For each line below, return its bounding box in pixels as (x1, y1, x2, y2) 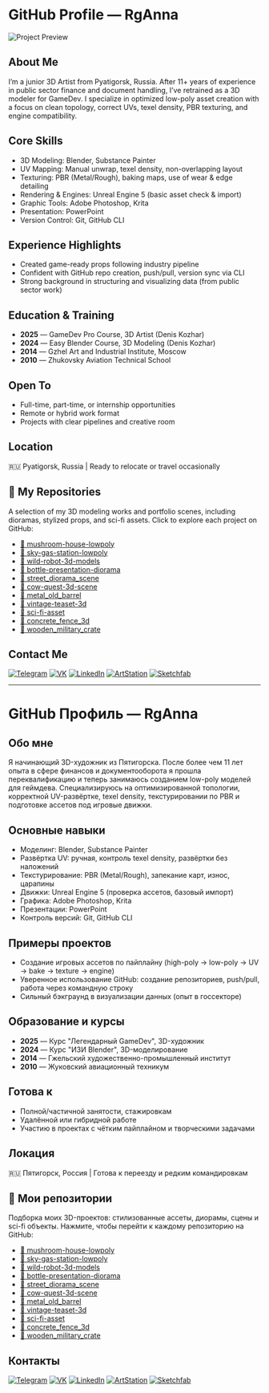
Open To (8, 379, 52, 392)
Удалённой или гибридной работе (19, 1115, 137, 1124)
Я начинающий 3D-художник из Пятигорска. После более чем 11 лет (8, 757, 243, 767)
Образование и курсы (8, 1015, 125, 1029)
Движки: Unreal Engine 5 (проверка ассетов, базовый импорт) (19, 887, 234, 897)
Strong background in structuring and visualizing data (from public (19, 277, 240, 286)
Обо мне (8, 737, 54, 750)
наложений (19, 862, 59, 871)
